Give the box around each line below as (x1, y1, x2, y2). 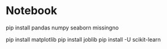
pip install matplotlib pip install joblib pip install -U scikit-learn (6, 36, 161, 43)
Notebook (6, 4, 58, 18)
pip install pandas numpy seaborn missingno (6, 24, 119, 31)
